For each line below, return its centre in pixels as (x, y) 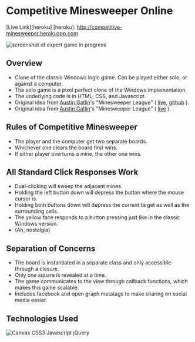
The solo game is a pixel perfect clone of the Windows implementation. (100, 90)
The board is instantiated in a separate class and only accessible (93, 263)
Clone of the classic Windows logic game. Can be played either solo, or (101, 77)
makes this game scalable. (47, 288)
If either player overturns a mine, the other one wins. (78, 153)
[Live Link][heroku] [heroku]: (41, 27)
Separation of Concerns (51, 248)
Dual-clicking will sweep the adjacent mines (68, 186)
